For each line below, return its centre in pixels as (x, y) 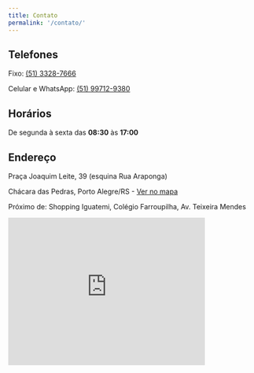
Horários (30, 114)
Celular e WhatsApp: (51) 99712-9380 (69, 89)
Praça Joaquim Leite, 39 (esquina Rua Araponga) (88, 176)
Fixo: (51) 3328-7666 (42, 74)
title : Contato (33, 15)
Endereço (32, 157)
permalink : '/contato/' (47, 23)
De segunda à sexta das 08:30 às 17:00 (74, 133)
